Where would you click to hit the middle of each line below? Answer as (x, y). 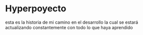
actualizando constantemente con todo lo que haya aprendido (69, 27)
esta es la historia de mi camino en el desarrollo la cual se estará (72, 22)
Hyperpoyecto (36, 9)
